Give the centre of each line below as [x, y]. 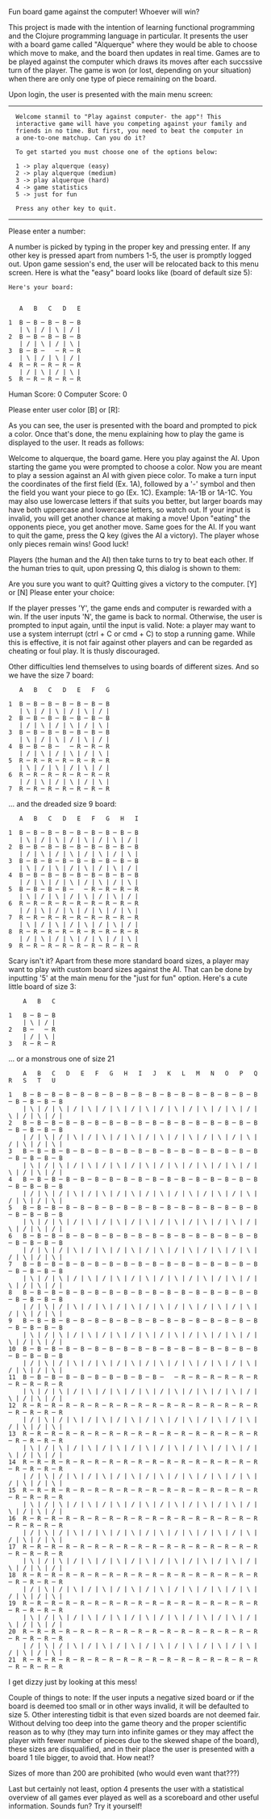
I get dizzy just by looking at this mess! [73, 1682]
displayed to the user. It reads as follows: [76, 442]
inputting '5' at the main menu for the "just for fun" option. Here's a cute [128, 978]
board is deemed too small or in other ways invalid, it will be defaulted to [129, 1706]
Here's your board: [41, 287]
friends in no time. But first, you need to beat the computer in [129, 131]
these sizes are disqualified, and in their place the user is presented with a [132, 1749]
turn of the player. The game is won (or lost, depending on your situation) [130, 70]
